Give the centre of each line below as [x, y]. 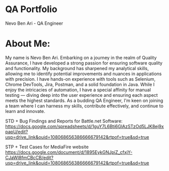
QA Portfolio [31, 9]
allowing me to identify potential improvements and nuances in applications [83, 74]
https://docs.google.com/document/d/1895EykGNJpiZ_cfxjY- [69, 152]
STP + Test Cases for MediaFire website [47, 147]
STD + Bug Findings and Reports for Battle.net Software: [64, 121]
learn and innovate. [25, 111]
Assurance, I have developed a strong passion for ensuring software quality [84, 63]
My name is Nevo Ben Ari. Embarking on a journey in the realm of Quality [81, 58]
